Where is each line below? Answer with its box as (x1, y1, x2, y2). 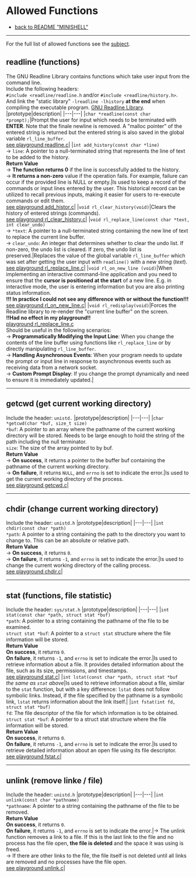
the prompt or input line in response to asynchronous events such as (6, 357, 171, 364)
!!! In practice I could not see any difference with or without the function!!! (6, 295, 189, 302)
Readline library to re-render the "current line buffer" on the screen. (6, 308, 169, 315)
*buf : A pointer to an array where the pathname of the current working (6, 425, 175, 432)
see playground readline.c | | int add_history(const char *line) (6, 141, 160, 148)
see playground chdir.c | (6, 568, 63, 575)
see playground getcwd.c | (6, 482, 69, 489)
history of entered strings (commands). (6, 209, 100, 216)
